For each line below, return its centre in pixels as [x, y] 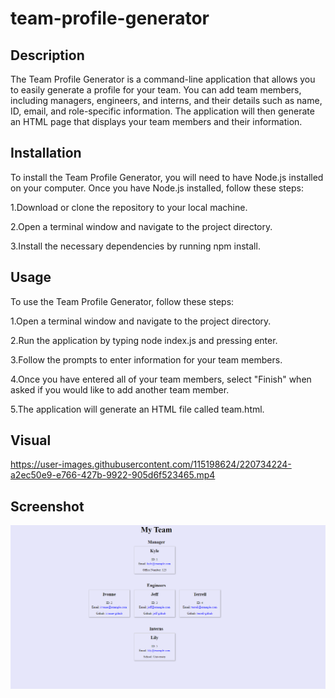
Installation [46, 153]
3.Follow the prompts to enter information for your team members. [146, 359]
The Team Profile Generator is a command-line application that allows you [163, 79]
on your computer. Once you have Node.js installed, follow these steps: [157, 188]
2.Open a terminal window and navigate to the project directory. [141, 226]
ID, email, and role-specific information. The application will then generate [162, 111]
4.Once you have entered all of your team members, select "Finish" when [161, 379]
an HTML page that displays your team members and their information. [156, 121]
